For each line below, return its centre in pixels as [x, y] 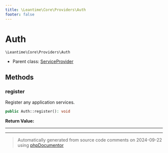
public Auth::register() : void [38, 112]
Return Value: [20, 121]
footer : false [20, 14]
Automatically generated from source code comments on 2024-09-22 [90, 140]
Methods [19, 77]
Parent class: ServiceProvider [43, 62]
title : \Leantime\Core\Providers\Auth [45, 10]
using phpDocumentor [40, 145]
